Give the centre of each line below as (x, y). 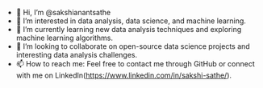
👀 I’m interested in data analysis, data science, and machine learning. (131, 21)
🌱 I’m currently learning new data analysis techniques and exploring (129, 29)
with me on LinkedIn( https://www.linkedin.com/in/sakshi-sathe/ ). (124, 75)
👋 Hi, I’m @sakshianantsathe (63, 12)
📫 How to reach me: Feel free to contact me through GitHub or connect (136, 64)
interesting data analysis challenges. (77, 55)
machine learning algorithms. (65, 38)
